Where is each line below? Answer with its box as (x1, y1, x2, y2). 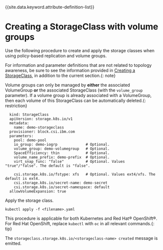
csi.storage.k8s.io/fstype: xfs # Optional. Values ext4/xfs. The (14, 172, 156, 177)
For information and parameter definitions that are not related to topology (5, 62, 152, 68)
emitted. (5, 240, 22, 246)
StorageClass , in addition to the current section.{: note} (5, 73, 116, 78)
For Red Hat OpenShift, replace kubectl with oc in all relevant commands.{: (5, 220, 155, 226)
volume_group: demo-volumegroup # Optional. (14, 146, 110, 151)
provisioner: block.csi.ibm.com (9, 129, 75, 134)
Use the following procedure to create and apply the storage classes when (5, 47, 155, 53)
